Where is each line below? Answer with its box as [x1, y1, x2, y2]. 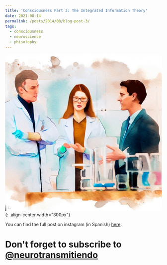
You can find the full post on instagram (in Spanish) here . [5, 221, 122, 227]
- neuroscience [9, 34, 41, 39]
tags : [5, 24, 16, 29]
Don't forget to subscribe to [5, 239, 122, 250]
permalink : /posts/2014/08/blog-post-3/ [5, 18, 90, 23]
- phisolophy [9, 40, 37, 45]
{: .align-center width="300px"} [5, 212, 71, 218]
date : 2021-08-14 [5, 13, 41, 18]
